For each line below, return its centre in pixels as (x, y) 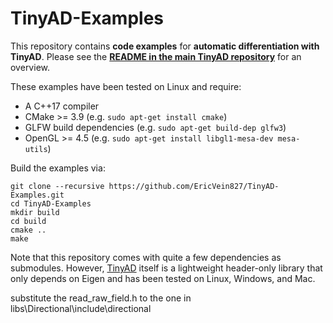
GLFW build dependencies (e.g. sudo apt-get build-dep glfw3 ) (155, 127)
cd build (28, 221)
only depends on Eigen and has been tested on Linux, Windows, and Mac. (163, 278)
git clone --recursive (57, 186)
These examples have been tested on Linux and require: (126, 86)
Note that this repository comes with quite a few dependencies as (146, 257)
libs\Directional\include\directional (81, 308)
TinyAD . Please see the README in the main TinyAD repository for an (156, 56)
